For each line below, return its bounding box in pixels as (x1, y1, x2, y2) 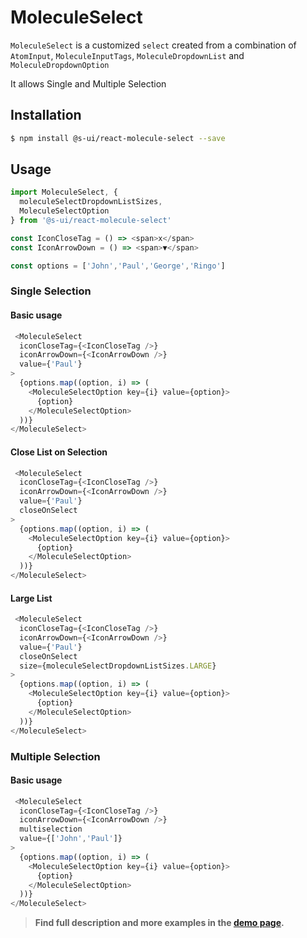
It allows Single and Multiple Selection (10, 77, 167, 90)
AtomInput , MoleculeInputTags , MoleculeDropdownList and (10, 49, 245, 61)
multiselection (19, 824, 83, 835)
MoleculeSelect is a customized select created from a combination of (10, 39, 297, 51)
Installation (10, 107, 82, 124)
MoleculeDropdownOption (10, 60, 110, 70)
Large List (10, 592, 53, 604)
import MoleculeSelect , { (10, 187, 118, 198)
